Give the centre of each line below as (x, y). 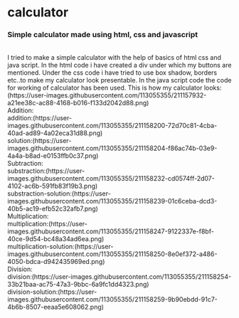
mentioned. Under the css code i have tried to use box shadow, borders (112, 73)
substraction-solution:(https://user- (59, 194)
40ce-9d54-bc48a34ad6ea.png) (56, 239)
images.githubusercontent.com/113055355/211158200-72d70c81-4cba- (112, 126)
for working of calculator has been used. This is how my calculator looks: (115, 88)
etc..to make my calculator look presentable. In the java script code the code (119, 80)
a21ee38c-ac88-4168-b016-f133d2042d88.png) (78, 103)
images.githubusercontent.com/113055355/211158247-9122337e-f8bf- (111, 231)
